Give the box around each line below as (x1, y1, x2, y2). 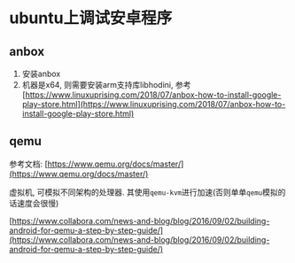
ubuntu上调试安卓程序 (9, 8, 173, 28)
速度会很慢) (16, 197, 59, 208)
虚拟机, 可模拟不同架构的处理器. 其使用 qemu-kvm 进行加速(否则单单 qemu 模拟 (9, 187, 278, 197)
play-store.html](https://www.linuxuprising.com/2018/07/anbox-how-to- (21, 99, 286, 109)
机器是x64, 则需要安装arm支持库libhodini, (21, 80, 174, 89)
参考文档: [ (9, 159, 49, 169)
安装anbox (21, 68, 61, 79)
